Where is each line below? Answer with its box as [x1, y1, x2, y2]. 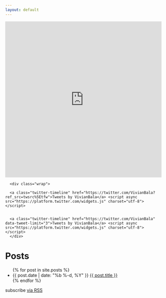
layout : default [5, 7, 39, 12]
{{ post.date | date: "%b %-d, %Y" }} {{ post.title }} [12, 272, 118, 278]
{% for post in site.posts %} [12, 267, 70, 273]
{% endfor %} [12, 278, 41, 284]
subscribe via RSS [5, 287, 43, 293]
